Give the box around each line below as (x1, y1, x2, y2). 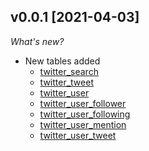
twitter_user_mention (39, 118, 127, 130)
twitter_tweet (39, 76, 94, 88)
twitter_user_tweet (39, 129, 117, 141)
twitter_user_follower (39, 97, 127, 109)
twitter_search (39, 65, 99, 77)
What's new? (10, 35, 65, 47)
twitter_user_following (39, 108, 131, 120)
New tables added (24, 55, 101, 67)
